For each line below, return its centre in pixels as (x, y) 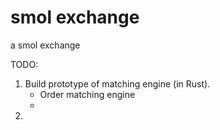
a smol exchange (45, 45)
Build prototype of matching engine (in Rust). (117, 83)
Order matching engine (87, 94)
